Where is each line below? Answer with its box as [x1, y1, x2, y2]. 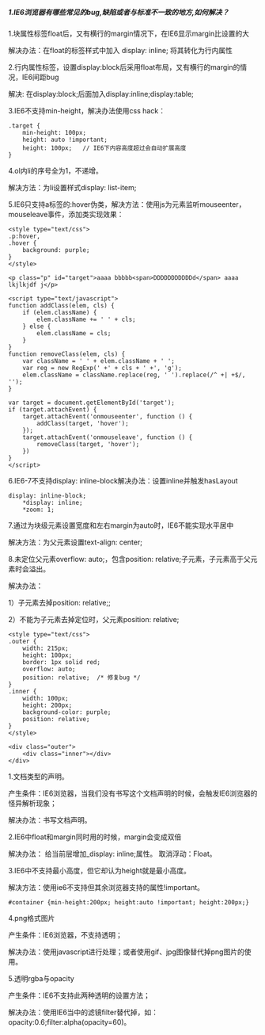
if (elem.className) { [22, 308, 97, 316]
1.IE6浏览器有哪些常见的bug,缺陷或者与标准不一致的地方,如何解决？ [8, 7, 229, 17]
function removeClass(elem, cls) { [8, 349, 126, 358]
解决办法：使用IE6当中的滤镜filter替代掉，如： [8, 1007, 158, 1017]
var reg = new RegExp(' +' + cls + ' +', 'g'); [22, 364, 182, 372]
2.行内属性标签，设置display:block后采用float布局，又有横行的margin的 [8, 62, 240, 71]
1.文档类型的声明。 [8, 771, 69, 781]
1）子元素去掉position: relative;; [8, 598, 111, 607]
